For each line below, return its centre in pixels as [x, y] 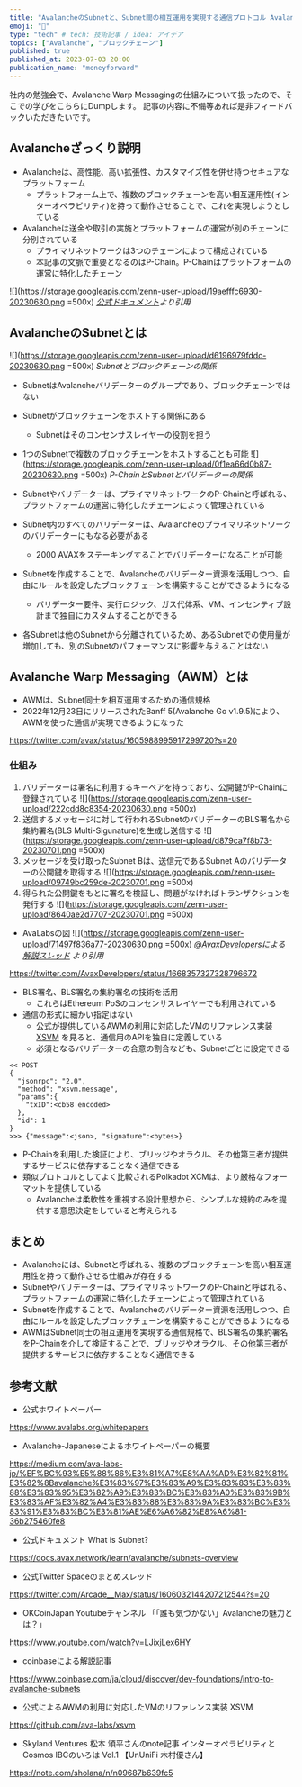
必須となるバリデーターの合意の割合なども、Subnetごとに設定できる [163, 1048]
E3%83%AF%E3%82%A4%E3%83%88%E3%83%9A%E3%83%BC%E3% [150, 1502]
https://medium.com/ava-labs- [66, 1464]
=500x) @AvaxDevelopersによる [225, 944]
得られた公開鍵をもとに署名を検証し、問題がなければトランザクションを [156, 893]
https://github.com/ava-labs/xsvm [73, 1725]
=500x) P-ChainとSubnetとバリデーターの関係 [167, 475]
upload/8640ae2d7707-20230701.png [93, 914]
